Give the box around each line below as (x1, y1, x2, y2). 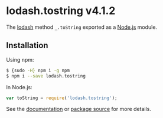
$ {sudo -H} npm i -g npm (6, 68, 70, 73)
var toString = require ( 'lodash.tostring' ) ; (6, 95, 118, 101)
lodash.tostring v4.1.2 (6, 4, 116, 18)
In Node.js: (6, 83, 32, 90)
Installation (6, 41, 48, 50)
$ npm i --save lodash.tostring (6, 73, 86, 79)
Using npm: (6, 56, 34, 63)
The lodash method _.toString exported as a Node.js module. (6, 23, 158, 31)
